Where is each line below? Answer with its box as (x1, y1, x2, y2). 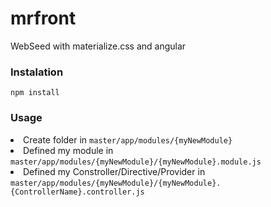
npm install (10, 88, 60, 98)
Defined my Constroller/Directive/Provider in (23, 165, 206, 177)
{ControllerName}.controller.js (10, 187, 145, 197)
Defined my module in (23, 144, 114, 156)
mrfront (10, 7, 77, 30)
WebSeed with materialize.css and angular (10, 40, 187, 52)
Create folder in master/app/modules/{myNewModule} (23, 133, 233, 146)
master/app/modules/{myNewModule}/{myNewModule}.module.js (10, 157, 262, 167)
